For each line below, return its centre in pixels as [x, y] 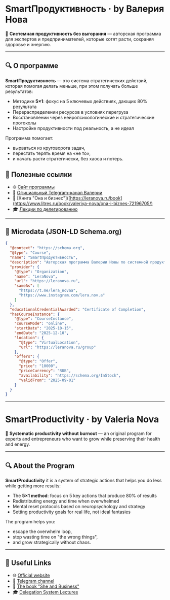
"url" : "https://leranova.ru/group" [57, 347]
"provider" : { [25, 267]
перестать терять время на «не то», [52, 153]
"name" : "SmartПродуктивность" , [44, 257]
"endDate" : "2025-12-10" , [42, 333]
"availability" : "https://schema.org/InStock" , [70, 375]
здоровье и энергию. [28, 44]
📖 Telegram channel [33, 581]
